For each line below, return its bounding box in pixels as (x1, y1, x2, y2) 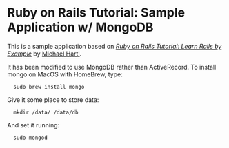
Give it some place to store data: (7, 95, 99, 104)
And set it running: (7, 120, 60, 129)
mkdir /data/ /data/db (13, 109, 79, 116)
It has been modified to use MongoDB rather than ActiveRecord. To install (7, 63, 217, 71)
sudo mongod (13, 134, 48, 141)
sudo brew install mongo (13, 83, 85, 90)
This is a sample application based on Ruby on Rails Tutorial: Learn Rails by (7, 42, 222, 50)
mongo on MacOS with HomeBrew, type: (7, 70, 123, 78)
